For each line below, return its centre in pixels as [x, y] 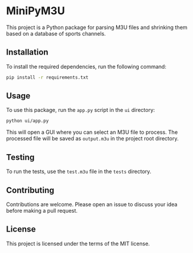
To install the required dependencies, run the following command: [86, 66]
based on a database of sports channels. [56, 33]
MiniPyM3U [36, 11]
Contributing [30, 190]
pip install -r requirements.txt [47, 77]
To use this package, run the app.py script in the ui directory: [81, 110]
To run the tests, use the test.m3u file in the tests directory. [79, 172]
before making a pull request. [42, 210]
